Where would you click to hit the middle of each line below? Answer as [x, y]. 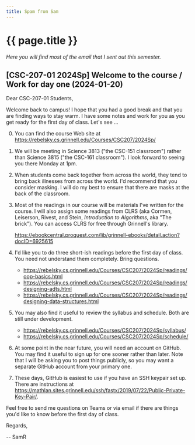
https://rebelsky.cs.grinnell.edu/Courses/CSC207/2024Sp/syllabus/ [105, 330]
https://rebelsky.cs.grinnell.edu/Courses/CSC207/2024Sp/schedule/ [106, 337]
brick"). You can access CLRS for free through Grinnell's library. [91, 224]
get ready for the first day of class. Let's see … [62, 122]
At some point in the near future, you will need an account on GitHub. [98, 348]
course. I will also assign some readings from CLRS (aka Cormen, [93, 211]
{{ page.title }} [42, 40]
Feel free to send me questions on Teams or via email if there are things [92, 408]
